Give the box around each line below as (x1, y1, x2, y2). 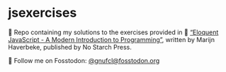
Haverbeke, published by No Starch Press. (8, 43, 132, 51)
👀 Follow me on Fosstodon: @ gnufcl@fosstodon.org (8, 56, 160, 64)
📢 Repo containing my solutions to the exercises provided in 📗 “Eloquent (8, 28, 219, 36)
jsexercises (8, 5, 77, 21)
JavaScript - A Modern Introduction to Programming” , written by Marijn (8, 35, 215, 43)
